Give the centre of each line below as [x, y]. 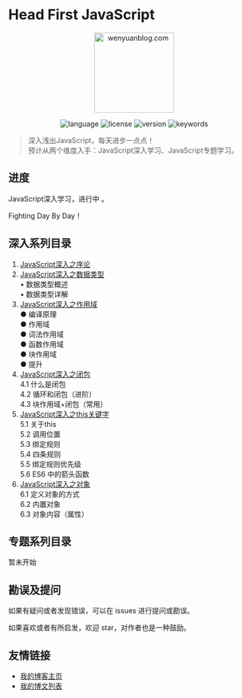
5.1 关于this [38, 424]
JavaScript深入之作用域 [59, 304]
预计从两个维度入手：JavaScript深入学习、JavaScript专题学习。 [133, 150]
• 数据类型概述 [44, 284]
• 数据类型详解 [44, 294]
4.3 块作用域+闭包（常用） [63, 404]
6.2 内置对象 [40, 504]
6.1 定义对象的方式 [50, 494]
